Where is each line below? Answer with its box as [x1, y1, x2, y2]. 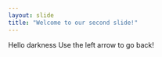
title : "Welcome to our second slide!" [8, 19, 139, 27]
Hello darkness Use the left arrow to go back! [8, 40, 154, 49]
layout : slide [8, 11, 55, 20]
